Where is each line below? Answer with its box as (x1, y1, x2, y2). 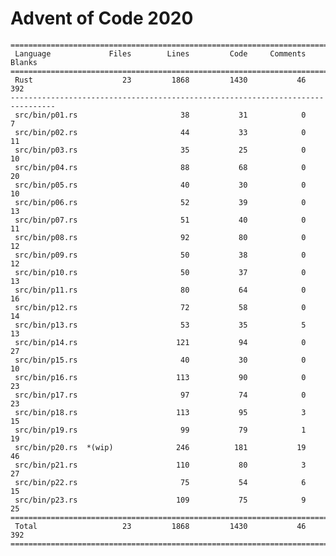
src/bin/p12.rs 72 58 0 (14, 302, 307, 312)
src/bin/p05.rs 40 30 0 (14, 180, 307, 190)
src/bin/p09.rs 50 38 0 (14, 250, 307, 260)
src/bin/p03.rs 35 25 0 (14, 145, 307, 155)
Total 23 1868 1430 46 (14, 521, 307, 531)
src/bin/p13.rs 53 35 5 (14, 320, 307, 330)
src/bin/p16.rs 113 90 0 (14, 372, 307, 382)
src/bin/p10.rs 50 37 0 (14, 267, 307, 277)
